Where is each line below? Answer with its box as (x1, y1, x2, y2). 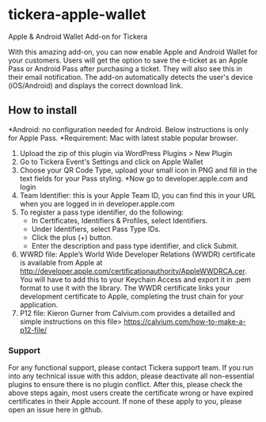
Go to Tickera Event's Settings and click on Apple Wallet (19, 157, 203, 166)
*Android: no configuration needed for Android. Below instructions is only (8, 124, 249, 134)
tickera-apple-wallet (8, 6, 146, 24)
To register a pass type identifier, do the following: (19, 207, 184, 217)
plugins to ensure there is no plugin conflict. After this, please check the (8, 380, 243, 390)
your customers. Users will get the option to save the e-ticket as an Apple (8, 55, 248, 65)
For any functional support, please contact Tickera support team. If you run (8, 363, 254, 373)
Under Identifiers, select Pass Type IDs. (31, 224, 161, 234)
